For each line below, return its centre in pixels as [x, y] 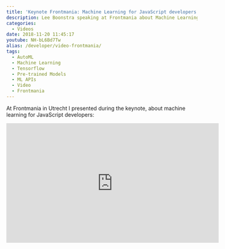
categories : [21, 23]
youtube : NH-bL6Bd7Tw [34, 40]
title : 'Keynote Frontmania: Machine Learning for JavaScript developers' [103, 12]
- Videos [23, 29]
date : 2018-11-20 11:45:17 [40, 35]
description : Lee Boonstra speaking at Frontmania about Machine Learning [103, 18]
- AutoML [23, 57]
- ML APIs [24, 80]
